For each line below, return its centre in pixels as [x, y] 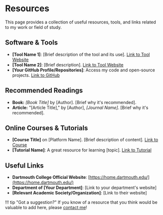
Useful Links [24, 165]
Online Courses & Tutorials [47, 128]
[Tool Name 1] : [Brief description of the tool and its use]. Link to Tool [81, 54]
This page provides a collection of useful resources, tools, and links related [81, 22]
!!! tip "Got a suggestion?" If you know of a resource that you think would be [81, 202]
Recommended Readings [44, 91]
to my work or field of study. [33, 27]
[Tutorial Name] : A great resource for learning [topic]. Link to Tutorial [82, 150]
